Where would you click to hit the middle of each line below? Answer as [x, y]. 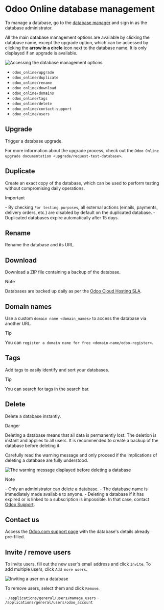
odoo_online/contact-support [42, 109]
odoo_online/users [31, 114]
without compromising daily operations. [45, 188]
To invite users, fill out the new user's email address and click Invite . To [78, 564]
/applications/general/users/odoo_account [49, 603]
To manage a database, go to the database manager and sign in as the [76, 23]
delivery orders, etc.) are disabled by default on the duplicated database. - [80, 212]
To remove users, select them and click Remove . [52, 588]
